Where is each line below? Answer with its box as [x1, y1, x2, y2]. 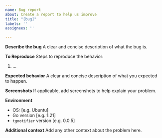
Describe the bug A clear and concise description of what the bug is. [5, 44, 148, 50]
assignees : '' [5, 26, 35, 31]
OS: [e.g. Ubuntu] [12, 107, 49, 113]
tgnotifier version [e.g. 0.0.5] [12, 118, 75, 124]
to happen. [5, 78, 27, 84]
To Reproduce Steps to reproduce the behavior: [5, 53, 104, 60]
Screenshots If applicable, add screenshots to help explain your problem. [5, 88, 157, 94]
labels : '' [5, 21, 28, 26]
